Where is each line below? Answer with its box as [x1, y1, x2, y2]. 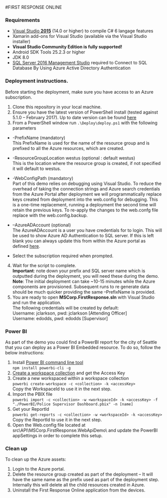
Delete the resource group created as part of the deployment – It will [12, 471, 153, 478]
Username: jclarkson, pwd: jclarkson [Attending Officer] [12, 310, 127, 316]
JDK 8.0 [12, 54, 29, 60]
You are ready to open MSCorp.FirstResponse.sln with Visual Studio [12, 294, 155, 300]
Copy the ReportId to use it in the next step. [12, 416, 102, 423]
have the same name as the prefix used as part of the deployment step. [12, 477, 160, 483]
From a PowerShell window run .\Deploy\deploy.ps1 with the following [12, 120, 158, 126]
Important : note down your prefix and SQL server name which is [12, 268, 146, 274]
